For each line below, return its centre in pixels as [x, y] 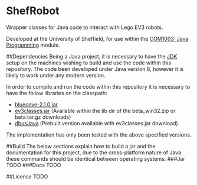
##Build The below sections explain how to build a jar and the [81, 146]
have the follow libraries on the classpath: [57, 93]
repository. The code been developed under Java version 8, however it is [95, 69]
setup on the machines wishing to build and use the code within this [89, 63]
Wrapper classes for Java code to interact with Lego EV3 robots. [85, 27]
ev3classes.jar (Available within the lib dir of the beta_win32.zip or [95, 111]
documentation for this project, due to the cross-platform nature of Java [94, 152]
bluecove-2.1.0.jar [36, 104]
